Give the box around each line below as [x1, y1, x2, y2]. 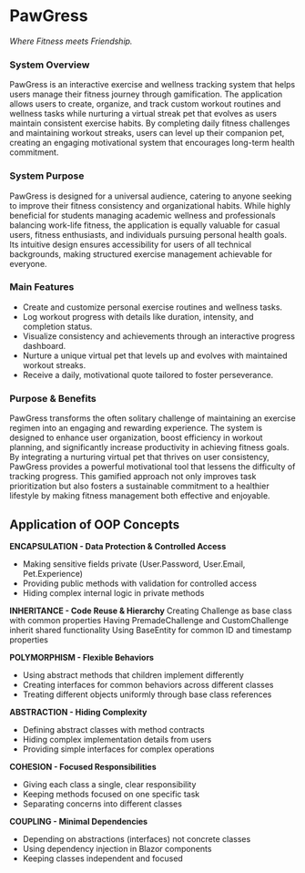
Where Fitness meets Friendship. [9, 36, 133, 46]
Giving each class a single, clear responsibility [22, 778, 197, 789]
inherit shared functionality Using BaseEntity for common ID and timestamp [9, 624, 292, 635]
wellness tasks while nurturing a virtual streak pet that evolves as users [9, 108, 278, 119]
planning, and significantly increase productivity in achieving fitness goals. [9, 442, 290, 453]
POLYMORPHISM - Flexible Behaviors [9, 652, 155, 662]
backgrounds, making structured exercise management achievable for [9, 248, 273, 260]
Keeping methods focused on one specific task [22, 788, 200, 799]
